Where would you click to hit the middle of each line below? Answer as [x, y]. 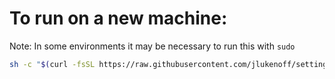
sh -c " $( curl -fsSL [52, 64]
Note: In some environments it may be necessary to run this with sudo [152, 46]
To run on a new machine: [118, 18]
